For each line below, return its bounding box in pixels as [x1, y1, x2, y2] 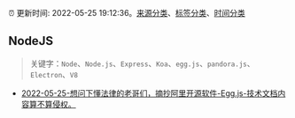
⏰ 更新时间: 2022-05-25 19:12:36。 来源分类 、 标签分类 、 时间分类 [8, 8, 245, 18]
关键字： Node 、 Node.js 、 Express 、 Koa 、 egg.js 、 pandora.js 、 [29, 58, 255, 69]
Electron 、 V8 [29, 69, 79, 79]
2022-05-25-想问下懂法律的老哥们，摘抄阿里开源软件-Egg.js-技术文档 [20, 87, 278, 99]
